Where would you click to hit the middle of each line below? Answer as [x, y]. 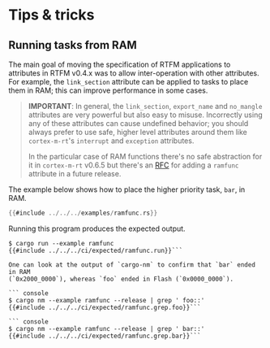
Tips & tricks [51, 15]
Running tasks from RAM [73, 45]
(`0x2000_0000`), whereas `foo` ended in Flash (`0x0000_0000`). [121, 279]
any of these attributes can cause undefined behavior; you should [138, 123]
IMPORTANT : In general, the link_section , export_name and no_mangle [145, 106]
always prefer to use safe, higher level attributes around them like [137, 132]
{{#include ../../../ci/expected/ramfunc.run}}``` [96, 250]
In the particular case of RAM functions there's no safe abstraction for [145, 157]
